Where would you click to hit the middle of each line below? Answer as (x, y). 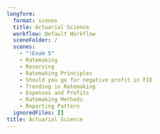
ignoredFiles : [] (39, 113)
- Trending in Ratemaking (58, 86)
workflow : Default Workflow (55, 34)
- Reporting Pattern (50, 106)
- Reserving (37, 67)
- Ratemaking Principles (56, 73)
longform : (21, 14)
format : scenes (35, 21)
